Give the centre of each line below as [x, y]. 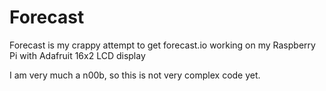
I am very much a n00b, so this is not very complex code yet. [135, 75]
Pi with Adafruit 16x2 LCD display [77, 55]
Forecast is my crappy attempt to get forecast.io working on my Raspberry [162, 45]
